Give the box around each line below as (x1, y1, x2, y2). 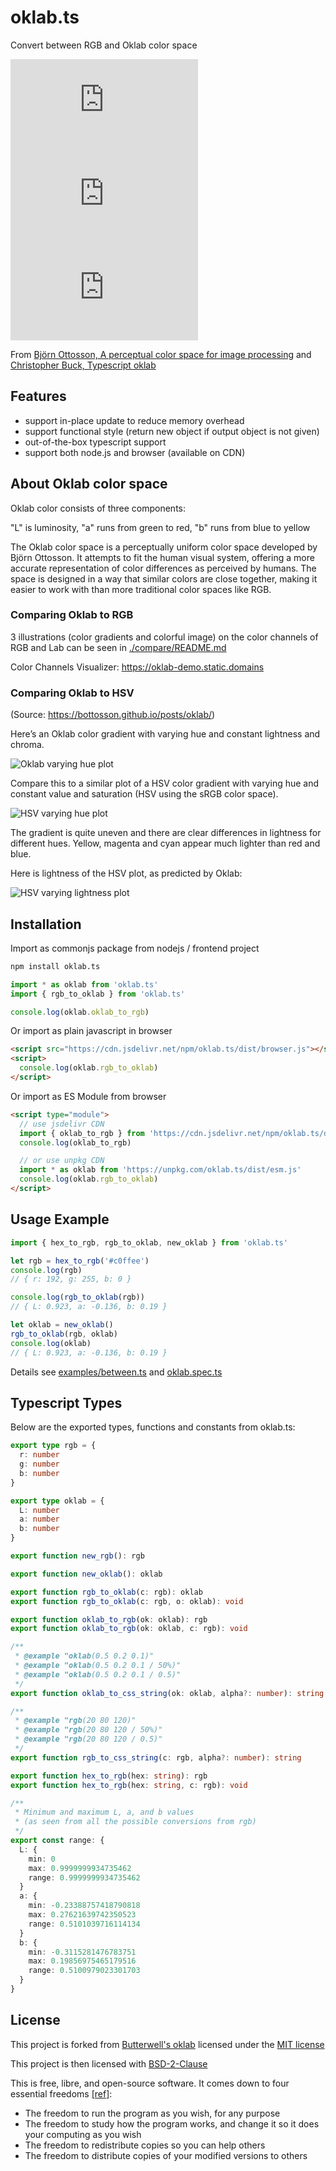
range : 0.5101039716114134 (28, 1919, 141, 1929)
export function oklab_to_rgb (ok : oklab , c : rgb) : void (10, 1624, 248, 1634)
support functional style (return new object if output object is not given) (24, 425, 320, 437)
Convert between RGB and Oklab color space (10, 39, 198, 51)
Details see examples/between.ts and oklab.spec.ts (10, 1366, 223, 1378)
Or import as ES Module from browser (10, 1090, 167, 1102)
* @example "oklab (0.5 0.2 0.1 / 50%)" (14, 1661, 182, 1671)
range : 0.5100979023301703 (28, 1966, 141, 1976)
